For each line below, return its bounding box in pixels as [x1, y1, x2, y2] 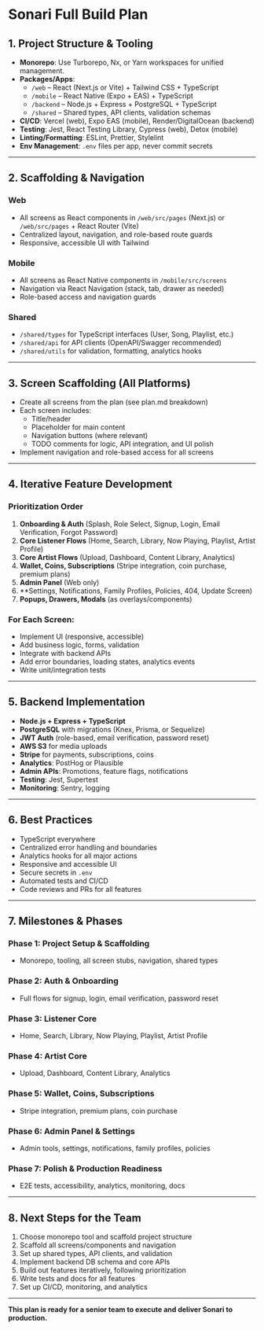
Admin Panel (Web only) [19, 577, 100, 587]
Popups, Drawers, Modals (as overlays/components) [19, 594, 192, 603]
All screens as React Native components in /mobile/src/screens [19, 275, 227, 285]
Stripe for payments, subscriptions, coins [19, 750, 155, 759]
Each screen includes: [19, 406, 92, 415]
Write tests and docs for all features [19, 1273, 136, 1283]
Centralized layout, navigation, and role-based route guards [19, 230, 213, 239]
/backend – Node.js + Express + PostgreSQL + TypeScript [31, 100, 218, 109]
